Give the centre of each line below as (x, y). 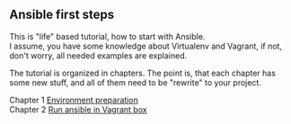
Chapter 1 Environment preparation (74, 100)
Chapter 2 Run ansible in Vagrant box (78, 109)
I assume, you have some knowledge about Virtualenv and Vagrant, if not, (146, 46)
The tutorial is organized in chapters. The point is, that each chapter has (143, 73)
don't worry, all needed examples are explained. (98, 55)
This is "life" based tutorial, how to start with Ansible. (107, 36)
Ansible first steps (62, 15)
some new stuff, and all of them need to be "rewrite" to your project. (136, 82)
